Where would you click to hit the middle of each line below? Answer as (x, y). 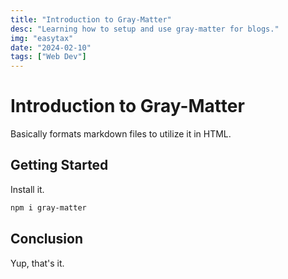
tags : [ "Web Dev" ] (48, 57)
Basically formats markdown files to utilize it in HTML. (121, 134)
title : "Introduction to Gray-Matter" (91, 19)
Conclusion (47, 239)
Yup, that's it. (37, 263)
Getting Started (59, 165)
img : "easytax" (42, 38)
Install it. (27, 189)
